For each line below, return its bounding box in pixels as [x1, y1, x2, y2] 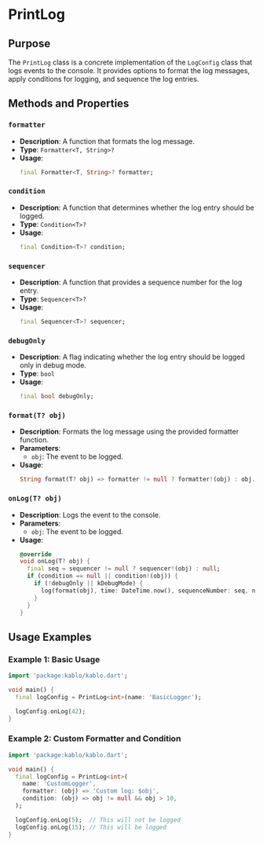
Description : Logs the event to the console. [19, 510, 161, 519]
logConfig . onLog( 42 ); [15, 707, 86, 716]
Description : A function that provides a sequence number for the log [19, 277, 243, 287]
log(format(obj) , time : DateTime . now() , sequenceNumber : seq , [40, 587, 249, 595]
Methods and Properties [8, 97, 130, 111]
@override [19, 550, 53, 559]
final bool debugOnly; [19, 393, 94, 401]
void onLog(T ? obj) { [19, 558, 91, 566]
